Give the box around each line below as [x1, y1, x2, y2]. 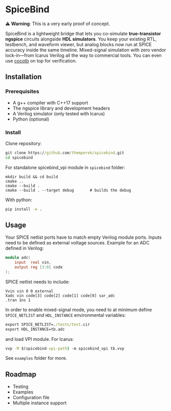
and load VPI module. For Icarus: [5, 336, 74, 342]
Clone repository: [5, 140, 42, 147]
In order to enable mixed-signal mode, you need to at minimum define [5, 306, 152, 313]
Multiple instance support [12, 400, 67, 406]
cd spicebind [5, 155, 33, 160]
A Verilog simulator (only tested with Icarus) [12, 110, 105, 116]
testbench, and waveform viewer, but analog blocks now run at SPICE [5, 41, 152, 47]
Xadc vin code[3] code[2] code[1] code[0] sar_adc [5, 293, 115, 298]
